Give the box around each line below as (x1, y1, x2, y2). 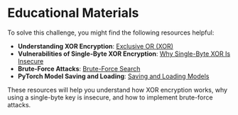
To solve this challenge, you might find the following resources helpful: (7, 28, 215, 37)
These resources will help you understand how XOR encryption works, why (7, 85, 228, 94)
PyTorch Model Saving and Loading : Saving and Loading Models (17, 72, 210, 80)
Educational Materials (7, 5, 139, 21)
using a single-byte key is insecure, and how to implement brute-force (7, 93, 213, 102)
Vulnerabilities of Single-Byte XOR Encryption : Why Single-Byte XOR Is (17, 49, 231, 58)
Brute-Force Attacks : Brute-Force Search (17, 64, 141, 73)
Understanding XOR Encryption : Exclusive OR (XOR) (17, 42, 174, 50)
